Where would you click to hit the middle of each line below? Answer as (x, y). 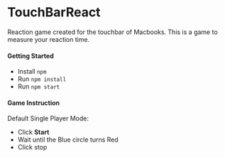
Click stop (32, 147)
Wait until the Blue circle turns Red (68, 140)
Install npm (32, 72)
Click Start (33, 132)
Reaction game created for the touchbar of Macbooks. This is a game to (112, 32)
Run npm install (42, 79)
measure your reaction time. (49, 39)
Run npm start (39, 86)
